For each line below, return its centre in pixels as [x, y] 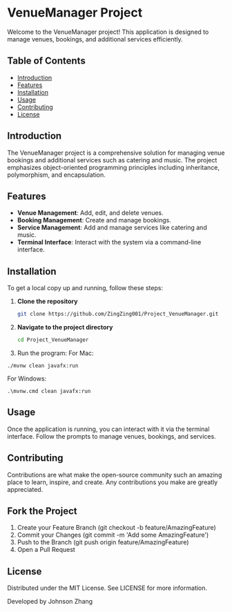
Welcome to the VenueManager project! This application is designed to [108, 32]
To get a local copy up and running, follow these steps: [85, 288]
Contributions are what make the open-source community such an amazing [115, 475]
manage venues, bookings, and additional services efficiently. [95, 39]
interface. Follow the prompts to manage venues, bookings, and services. [112, 436]
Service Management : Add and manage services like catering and [112, 228]
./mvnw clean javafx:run [43, 365]
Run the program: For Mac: [56, 353]
